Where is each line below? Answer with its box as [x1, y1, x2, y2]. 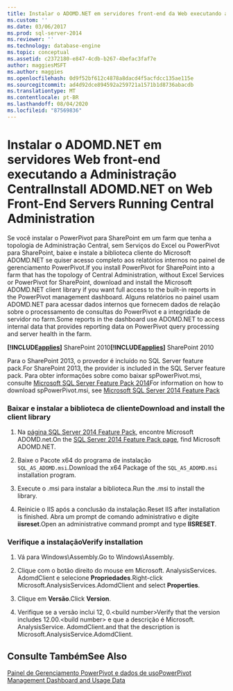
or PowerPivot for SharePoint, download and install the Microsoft [7, 278, 192, 286]
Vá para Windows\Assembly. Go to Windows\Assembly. [17, 553, 175, 561]
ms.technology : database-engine [7, 42, 101, 49]
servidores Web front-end [7, 151, 161, 167]
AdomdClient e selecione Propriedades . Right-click [17, 574, 163, 582]
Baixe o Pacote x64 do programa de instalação [17, 456, 151, 464]
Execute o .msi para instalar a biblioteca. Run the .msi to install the [17, 484, 205, 492]
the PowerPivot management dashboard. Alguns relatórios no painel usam [7, 292, 219, 301]
